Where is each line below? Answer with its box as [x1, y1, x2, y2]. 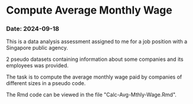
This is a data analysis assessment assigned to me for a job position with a [6, 38, 188, 45]
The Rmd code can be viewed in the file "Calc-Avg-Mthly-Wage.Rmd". [6, 91, 177, 98]
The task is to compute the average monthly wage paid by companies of [6, 73, 182, 80]
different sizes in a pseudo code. [6, 80, 86, 87]
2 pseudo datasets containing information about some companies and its [6, 56, 184, 63]
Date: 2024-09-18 [6, 25, 60, 33]
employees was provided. [6, 62, 69, 69]
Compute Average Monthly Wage [6, 4, 172, 17]
